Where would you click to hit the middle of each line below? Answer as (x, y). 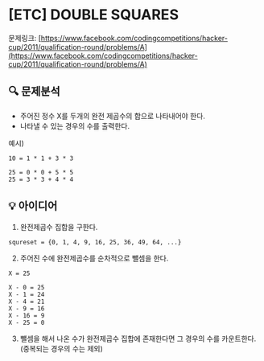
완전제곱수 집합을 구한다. (59, 227)
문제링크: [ (25, 38)
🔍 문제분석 (34, 91)
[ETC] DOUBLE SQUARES (94, 15)
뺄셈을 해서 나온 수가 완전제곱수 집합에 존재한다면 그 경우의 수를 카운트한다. (138, 338)
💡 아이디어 (33, 206)
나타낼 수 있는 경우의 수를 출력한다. (75, 125)
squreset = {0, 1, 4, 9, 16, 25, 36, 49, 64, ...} (95, 242)
